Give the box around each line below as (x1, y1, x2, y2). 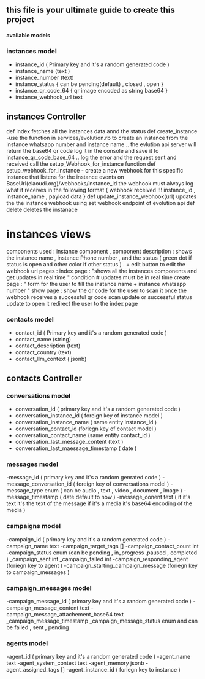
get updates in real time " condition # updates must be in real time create (6, 274, 191, 281)
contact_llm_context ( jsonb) (15, 355, 87, 363)
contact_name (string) (15, 336, 72, 343)
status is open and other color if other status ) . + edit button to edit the (6, 261, 185, 268)
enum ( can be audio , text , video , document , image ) (44, 487, 182, 494)
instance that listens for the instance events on (6, 173, 124, 180)
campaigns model (6, 522, 61, 530)
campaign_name (6, 542, 48, 549)
